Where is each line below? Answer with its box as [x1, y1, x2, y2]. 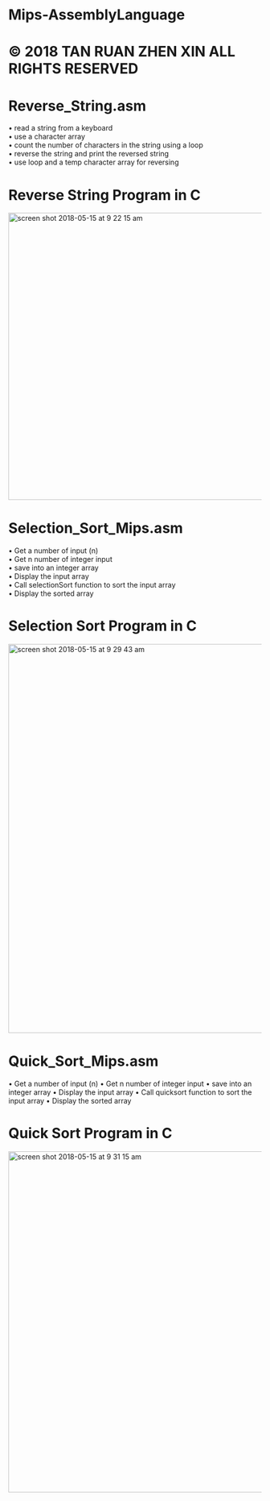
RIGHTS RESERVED [8, 60, 139, 78]
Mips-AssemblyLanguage [8, 6, 186, 24]
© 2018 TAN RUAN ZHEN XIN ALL [8, 43, 235, 61]
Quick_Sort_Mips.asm [8, 1052, 159, 1071]
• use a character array [8, 131, 86, 142]
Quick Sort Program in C [8, 1125, 173, 1142]
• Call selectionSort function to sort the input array [8, 580, 176, 590]
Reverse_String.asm [8, 97, 146, 114]
